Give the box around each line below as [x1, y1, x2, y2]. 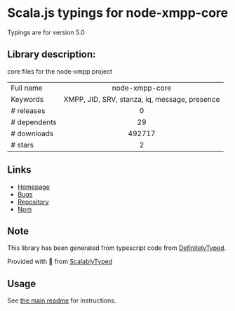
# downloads [11, 128, 54, 138]
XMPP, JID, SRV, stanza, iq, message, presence [63, 94, 220, 104]
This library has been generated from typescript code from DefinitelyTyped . [7, 244, 227, 252]
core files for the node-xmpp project [7, 67, 112, 75]
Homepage [17, 183, 51, 191]
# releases [11, 105, 46, 115]
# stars [11, 140, 34, 150]
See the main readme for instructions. [7, 296, 116, 305]
